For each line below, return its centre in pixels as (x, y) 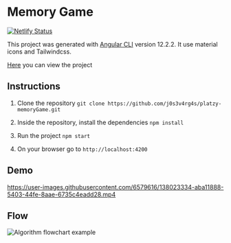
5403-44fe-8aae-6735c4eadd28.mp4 (62, 194)
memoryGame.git (39, 109)
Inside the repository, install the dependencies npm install (100, 122)
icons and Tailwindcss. (40, 51)
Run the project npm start (54, 135)
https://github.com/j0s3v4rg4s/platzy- (165, 104)
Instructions (34, 86)
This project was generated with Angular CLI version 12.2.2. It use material (112, 44)
